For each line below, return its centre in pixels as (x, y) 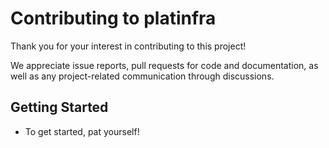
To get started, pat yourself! (82, 131)
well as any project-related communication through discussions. (142, 76)
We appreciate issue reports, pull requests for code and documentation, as (164, 65)
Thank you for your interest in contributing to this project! (128, 46)
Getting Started (59, 107)
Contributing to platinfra (113, 18)
